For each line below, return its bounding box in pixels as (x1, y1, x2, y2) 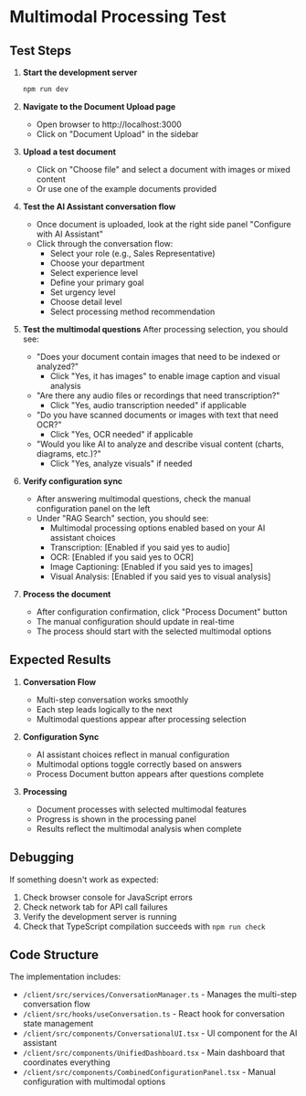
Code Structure (9, 947, 99, 963)
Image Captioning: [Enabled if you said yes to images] (49, 561, 254, 572)
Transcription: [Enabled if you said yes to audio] (49, 542, 230, 553)
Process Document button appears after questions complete (36, 768, 265, 779)
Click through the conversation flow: (36, 237, 174, 248)
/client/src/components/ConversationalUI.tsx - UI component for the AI (22, 1027, 298, 1038)
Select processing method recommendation (49, 306, 216, 317)
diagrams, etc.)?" (36, 448, 102, 458)
